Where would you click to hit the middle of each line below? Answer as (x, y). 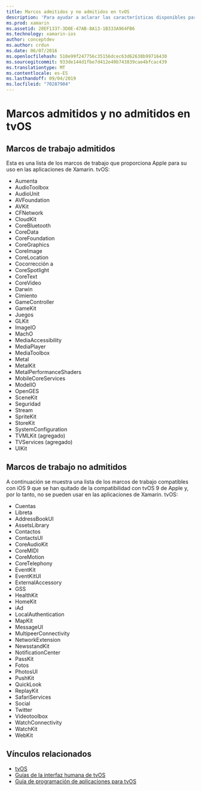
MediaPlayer (30, 346)
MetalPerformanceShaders (48, 372)
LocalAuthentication (39, 614)
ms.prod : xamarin (28, 23)
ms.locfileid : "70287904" (38, 84)
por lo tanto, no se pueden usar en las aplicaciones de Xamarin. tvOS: (92, 494)
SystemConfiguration (41, 429)
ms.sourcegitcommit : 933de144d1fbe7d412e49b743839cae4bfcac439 (87, 62)
